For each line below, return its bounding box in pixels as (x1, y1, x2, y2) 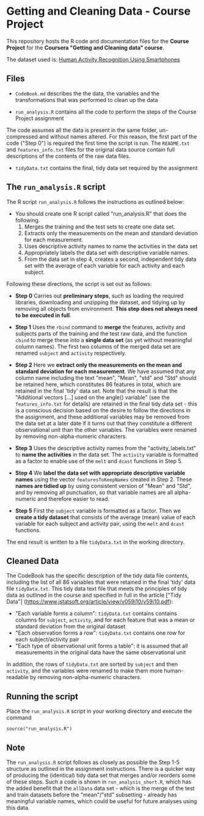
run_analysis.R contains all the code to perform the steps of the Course (15, 108, 197, 115)
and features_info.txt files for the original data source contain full (6, 145, 175, 153)
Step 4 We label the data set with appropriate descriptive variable (15, 469, 186, 476)
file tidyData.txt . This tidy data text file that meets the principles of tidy (6, 585, 188, 592)
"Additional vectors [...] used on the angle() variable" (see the (15, 393, 170, 401)
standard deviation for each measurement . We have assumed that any (15, 368, 195, 375)
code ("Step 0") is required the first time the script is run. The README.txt (6, 139, 190, 147)
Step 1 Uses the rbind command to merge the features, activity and (15, 323, 186, 330)
